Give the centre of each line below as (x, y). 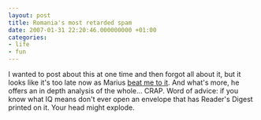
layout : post (30, 15)
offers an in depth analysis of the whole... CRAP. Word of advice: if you (123, 91)
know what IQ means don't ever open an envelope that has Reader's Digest (131, 99)
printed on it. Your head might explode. (72, 107)
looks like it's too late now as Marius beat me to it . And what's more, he (124, 82)
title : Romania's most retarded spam (70, 23)
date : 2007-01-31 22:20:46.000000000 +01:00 (82, 30)
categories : (28, 37)
